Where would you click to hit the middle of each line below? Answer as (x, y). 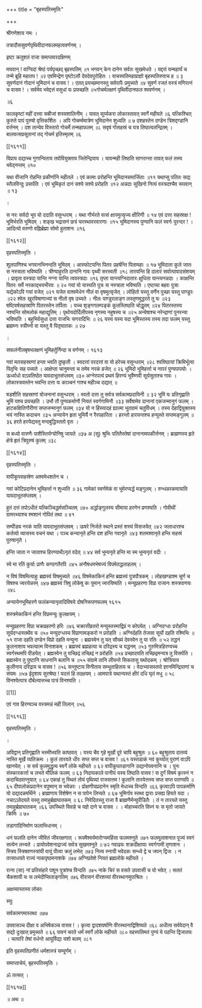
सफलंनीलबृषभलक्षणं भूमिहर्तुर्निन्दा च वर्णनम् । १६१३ (55, 350)
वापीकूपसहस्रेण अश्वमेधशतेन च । (38, 477)
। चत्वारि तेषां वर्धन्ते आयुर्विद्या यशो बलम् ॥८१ (49, 939)
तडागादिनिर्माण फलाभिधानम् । (34, 826)
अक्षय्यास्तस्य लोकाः (24, 889)
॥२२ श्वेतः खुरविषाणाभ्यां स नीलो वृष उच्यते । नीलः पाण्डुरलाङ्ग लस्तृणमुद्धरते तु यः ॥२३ (89, 298)
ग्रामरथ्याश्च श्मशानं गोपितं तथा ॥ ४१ (41, 514)
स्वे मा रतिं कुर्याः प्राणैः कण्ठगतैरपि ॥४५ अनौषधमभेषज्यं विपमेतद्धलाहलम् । (74, 564)
